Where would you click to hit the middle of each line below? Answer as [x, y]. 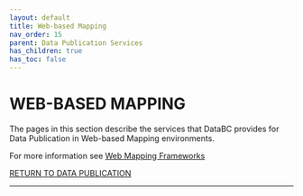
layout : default [40, 18]
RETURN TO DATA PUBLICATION [70, 173]
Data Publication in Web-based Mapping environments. [112, 138]
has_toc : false [38, 59]
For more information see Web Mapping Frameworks [107, 156]
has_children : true [46, 51]
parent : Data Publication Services [76, 43]
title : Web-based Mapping [58, 26]
